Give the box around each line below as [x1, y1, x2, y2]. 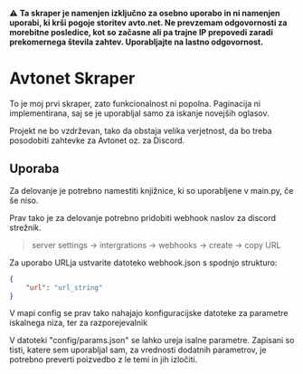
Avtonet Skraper [9, 68, 136, 89]
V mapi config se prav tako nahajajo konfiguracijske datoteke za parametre [9, 308, 289, 319]
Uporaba [9, 161, 60, 177]
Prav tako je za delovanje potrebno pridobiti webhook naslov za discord [9, 212, 277, 223]
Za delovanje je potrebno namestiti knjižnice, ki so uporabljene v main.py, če [9, 185, 294, 196]
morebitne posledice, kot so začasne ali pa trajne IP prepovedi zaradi [9, 27, 273, 37]
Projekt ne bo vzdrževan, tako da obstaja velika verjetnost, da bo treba [9, 125, 273, 136]
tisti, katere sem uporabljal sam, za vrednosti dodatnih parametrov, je [9, 344, 267, 356]
